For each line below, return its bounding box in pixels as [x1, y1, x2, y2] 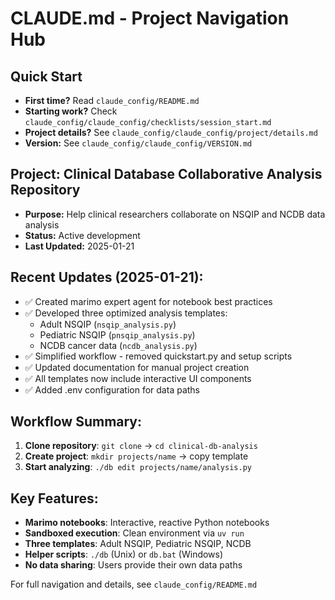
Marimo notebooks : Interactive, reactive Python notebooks [24, 517, 270, 529]
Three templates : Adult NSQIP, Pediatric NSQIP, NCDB [24, 538, 252, 550]
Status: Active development [24, 229, 141, 241]
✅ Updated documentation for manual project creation [24, 361, 250, 373]
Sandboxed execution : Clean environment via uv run [24, 527, 245, 539]
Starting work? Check [24, 105, 118, 117]
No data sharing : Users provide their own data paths [24, 559, 243, 571]
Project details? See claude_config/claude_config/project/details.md [24, 127, 318, 138]
